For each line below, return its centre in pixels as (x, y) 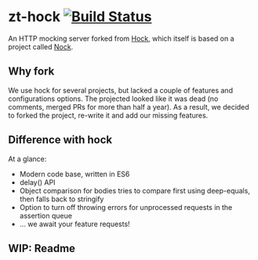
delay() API (37, 182)
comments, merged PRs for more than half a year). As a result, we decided (129, 107)
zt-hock (35, 17)
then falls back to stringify (62, 199)
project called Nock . (41, 46)
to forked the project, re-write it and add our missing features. (108, 115)
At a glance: (27, 159)
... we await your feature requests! (75, 224)
